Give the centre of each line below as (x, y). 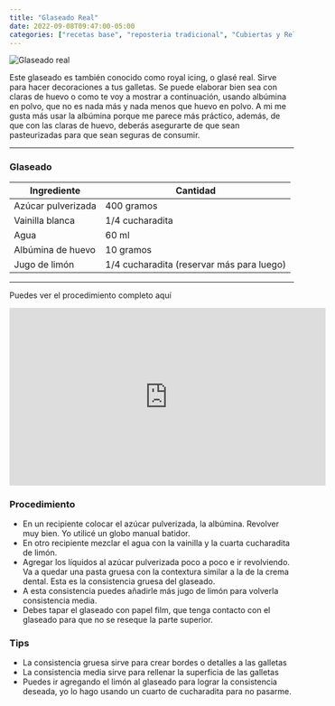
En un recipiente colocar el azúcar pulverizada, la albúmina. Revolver (151, 524)
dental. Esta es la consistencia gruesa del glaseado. (119, 581)
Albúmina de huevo (55, 249)
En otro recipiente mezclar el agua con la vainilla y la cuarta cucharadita (156, 543)
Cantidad (196, 190)
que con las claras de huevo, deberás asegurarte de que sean (125, 125)
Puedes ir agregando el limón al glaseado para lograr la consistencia (150, 682)
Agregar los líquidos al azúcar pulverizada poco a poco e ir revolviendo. (156, 562)
